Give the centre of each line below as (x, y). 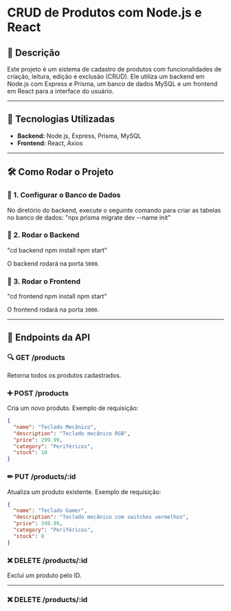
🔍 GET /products (36, 358)
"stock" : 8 (29, 536)
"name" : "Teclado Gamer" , (51, 511)
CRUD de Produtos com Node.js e (104, 13)
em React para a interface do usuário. (60, 91)
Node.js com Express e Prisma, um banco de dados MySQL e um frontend (112, 84)
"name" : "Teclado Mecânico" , (55, 427)
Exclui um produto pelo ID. (44, 575)
